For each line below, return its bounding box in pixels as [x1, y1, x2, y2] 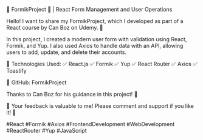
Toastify [6, 67, 27, 74]
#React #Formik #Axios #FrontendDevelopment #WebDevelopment [6, 121, 175, 127]
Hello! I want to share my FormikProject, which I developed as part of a [6, 18, 184, 24]
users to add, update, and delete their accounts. [6, 48, 126, 56]
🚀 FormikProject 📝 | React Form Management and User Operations [6, 6, 173, 13]
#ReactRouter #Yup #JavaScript [6, 127, 87, 134]
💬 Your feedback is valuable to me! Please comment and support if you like [6, 102, 194, 109]
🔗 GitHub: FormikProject [6, 79, 67, 86]
